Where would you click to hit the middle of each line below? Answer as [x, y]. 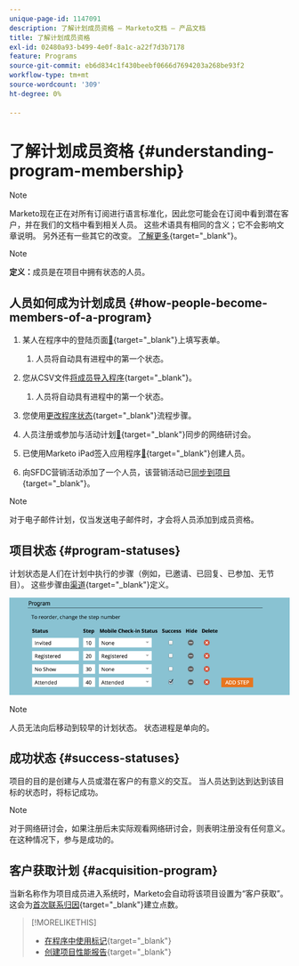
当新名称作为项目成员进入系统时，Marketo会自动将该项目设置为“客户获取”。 [149, 894]
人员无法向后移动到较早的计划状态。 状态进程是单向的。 [112, 727]
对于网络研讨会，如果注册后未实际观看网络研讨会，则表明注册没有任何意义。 [149, 829]
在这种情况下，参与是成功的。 [64, 840]
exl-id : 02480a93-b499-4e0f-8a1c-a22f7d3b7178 [97, 47]
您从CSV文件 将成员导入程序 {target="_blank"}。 [109, 377]
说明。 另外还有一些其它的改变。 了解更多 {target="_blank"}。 [129, 236]
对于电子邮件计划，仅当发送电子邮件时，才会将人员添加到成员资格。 [134, 520]
